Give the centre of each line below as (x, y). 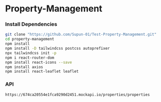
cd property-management (30, 39)
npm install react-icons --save (39, 62)
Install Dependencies (31, 24)
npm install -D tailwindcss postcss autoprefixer (58, 49)
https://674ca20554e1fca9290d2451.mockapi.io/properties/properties (78, 95)
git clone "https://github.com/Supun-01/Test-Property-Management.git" (81, 35)
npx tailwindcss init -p (31, 53)
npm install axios (24, 67)
